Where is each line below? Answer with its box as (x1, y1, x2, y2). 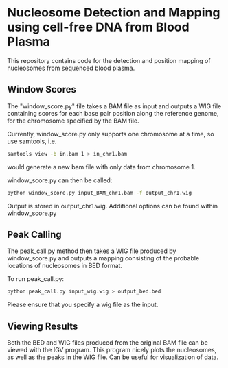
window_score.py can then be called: (7, 176, 113, 184)
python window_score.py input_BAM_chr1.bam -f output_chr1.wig (7, 189, 192, 196)
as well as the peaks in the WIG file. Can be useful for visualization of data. (7, 353, 218, 361)
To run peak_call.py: (7, 275, 64, 283)
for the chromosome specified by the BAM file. (7, 116, 139, 125)
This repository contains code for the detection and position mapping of (7, 56, 211, 64)
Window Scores (7, 84, 77, 95)
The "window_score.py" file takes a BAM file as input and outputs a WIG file (7, 101, 222, 110)
